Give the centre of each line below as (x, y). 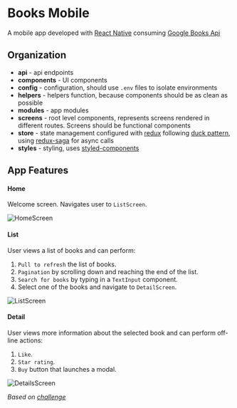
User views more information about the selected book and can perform (111, 333)
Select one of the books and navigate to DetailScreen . (97, 287)
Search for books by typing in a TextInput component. (98, 279)
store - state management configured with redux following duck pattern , (124, 132)
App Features (38, 171)
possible (30, 103)
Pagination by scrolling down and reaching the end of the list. (108, 271)
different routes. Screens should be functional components (104, 125)
